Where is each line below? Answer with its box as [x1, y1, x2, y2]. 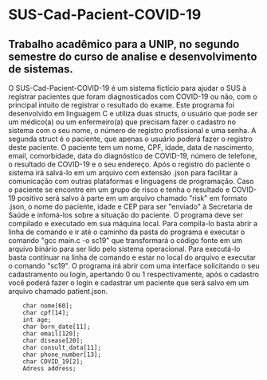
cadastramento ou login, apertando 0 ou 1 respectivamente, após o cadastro [8, 269, 259, 279]
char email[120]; [22, 330, 80, 338]
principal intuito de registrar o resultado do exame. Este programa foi [8, 100, 235, 109]
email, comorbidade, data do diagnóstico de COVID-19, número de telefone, [8, 151, 257, 160]
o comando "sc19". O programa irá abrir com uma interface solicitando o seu [8, 261, 260, 270]
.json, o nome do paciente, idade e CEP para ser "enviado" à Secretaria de [8, 202, 253, 211]
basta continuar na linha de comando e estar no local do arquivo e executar [8, 253, 257, 262]
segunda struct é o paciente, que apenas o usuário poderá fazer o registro [8, 134, 253, 143]
